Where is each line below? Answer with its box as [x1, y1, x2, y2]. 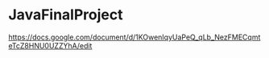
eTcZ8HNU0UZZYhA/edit [8, 40, 93, 50]
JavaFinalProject [8, 6, 123, 24]
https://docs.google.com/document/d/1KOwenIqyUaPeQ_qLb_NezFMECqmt [8, 32, 261, 42]
